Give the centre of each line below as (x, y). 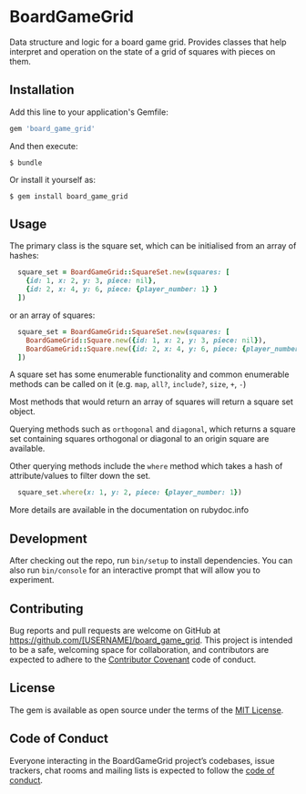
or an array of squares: (52, 315)
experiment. (32, 580)
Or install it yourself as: (52, 179)
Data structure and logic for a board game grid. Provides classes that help (148, 42)
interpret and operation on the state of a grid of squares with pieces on (143, 51)
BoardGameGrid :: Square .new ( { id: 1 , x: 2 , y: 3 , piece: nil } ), (146, 340)
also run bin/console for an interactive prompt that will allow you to (135, 570)
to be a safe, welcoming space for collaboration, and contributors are (139, 649)
